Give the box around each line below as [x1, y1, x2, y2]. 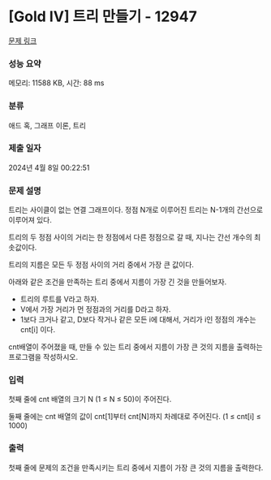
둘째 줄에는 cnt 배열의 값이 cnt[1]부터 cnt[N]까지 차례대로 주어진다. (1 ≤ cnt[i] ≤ [8, 412, 261, 422]
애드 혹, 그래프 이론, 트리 [8, 120, 87, 130]
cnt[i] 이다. [19, 325, 55, 335]
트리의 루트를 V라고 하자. [19, 294, 100, 305]
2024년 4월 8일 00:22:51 [8, 162, 90, 172]
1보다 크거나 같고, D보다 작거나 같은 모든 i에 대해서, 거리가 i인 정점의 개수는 [19, 314, 257, 325]
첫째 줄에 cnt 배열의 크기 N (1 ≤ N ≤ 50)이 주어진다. [8, 395, 172, 404]
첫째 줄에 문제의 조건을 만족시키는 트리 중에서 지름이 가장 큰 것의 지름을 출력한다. [8, 462, 264, 472]
